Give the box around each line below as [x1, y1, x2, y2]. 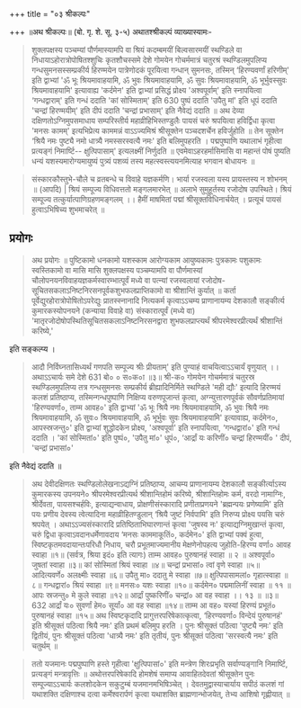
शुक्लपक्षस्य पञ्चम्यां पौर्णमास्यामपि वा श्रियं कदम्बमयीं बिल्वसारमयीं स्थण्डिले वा [31, 45, 243, 55]
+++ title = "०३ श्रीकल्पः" [9, 9, 91, 19]
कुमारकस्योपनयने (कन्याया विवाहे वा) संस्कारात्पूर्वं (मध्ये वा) [31, 305, 196, 316]
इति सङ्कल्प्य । [9, 343, 56, 354]
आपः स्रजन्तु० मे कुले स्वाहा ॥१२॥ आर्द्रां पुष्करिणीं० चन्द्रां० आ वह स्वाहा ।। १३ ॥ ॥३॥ [31, 589, 279, 600]
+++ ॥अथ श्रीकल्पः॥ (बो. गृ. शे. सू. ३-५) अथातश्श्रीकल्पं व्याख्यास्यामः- [9, 27, 213, 37]
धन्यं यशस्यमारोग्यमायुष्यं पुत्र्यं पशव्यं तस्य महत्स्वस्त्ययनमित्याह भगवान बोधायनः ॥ [31, 156, 255, 166]
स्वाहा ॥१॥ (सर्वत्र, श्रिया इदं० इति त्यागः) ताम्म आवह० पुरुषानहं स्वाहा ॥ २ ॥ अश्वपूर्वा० [31, 549, 276, 560]
